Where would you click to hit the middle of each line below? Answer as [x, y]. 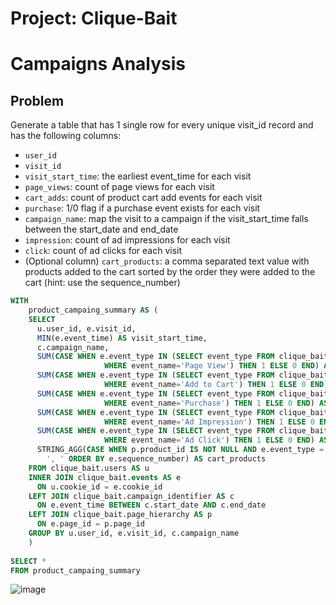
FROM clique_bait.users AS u [89, 468]
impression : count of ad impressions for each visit [127, 240]
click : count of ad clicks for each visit [103, 251]
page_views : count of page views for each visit [119, 187]
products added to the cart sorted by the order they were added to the [170, 272]
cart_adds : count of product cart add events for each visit [143, 198]
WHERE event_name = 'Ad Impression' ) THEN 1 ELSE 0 [209, 422]
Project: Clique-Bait [94, 18]
